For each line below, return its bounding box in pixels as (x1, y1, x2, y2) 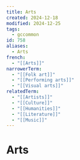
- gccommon (12, 32, 39, 38)
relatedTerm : (6, 89, 39, 95)
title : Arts (6, 9, 36, 15)
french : (6, 54, 26, 60)
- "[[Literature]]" (12, 111, 61, 117)
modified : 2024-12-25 (6, 20, 61, 26)
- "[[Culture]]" (12, 100, 53, 106)
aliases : (6, 43, 28, 49)
